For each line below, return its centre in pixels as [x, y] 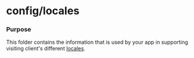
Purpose [19, 30]
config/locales [43, 11]
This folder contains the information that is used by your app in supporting [97, 42]
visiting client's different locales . [46, 49]
